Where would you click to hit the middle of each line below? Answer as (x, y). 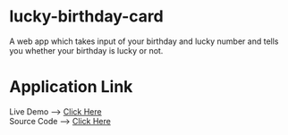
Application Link (71, 87)
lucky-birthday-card (86, 17)
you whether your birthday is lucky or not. (86, 50)
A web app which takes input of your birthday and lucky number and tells (144, 41)
